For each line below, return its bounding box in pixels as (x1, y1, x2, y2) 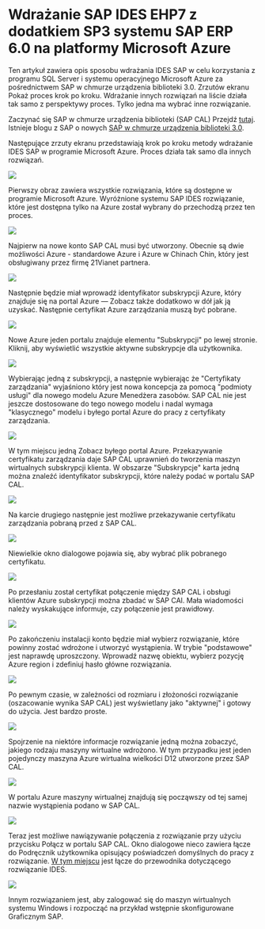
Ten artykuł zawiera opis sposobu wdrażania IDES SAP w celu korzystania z (8, 65, 256, 75)
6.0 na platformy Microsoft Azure (8, 40, 232, 57)
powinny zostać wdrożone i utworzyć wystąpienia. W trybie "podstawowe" (8, 642, 252, 652)
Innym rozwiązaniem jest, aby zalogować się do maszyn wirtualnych (8, 894, 231, 904)
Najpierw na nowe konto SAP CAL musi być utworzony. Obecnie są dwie (8, 240, 244, 250)
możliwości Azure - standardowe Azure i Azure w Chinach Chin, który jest (8, 249, 249, 258)
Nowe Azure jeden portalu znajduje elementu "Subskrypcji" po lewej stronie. (8, 335, 258, 344)
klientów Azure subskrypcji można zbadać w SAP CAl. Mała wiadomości (8, 595, 244, 605)
